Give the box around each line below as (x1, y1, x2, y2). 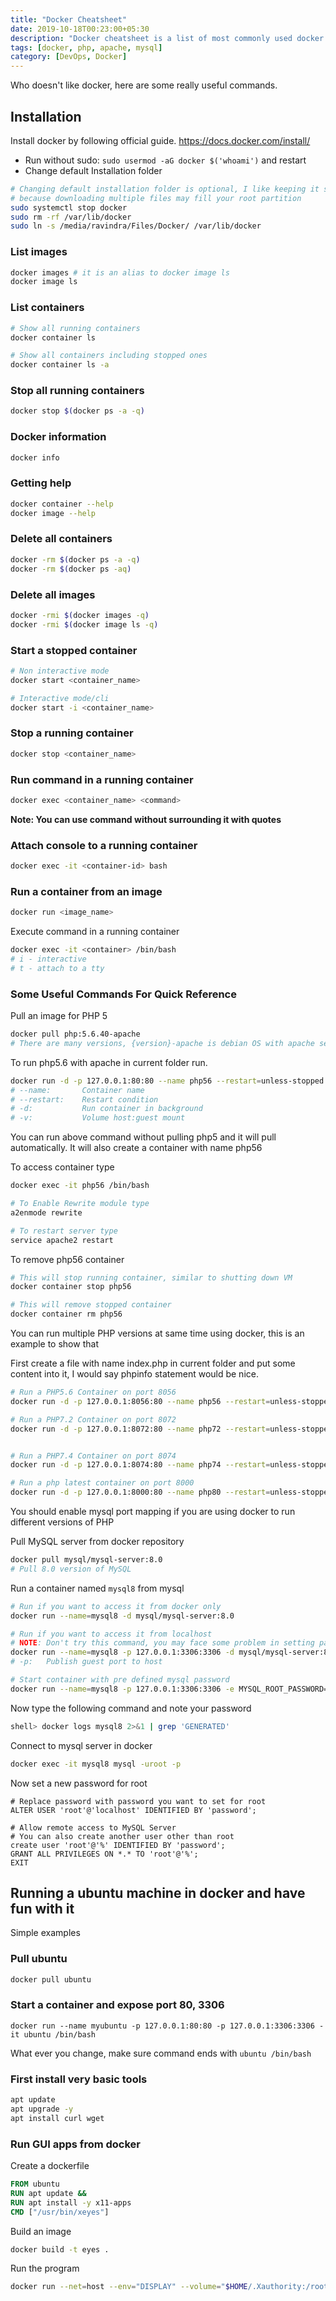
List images (10, 245, 68, 259)
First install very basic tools (10, 2072, 148, 2086)
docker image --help (10, 508, 97, 518)
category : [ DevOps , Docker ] (10, 52, 128, 62)
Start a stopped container (10, 643, 138, 657)
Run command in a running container (10, 772, 194, 786)
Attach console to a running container (10, 838, 198, 852)
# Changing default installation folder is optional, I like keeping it (10, 184, 320, 194)
